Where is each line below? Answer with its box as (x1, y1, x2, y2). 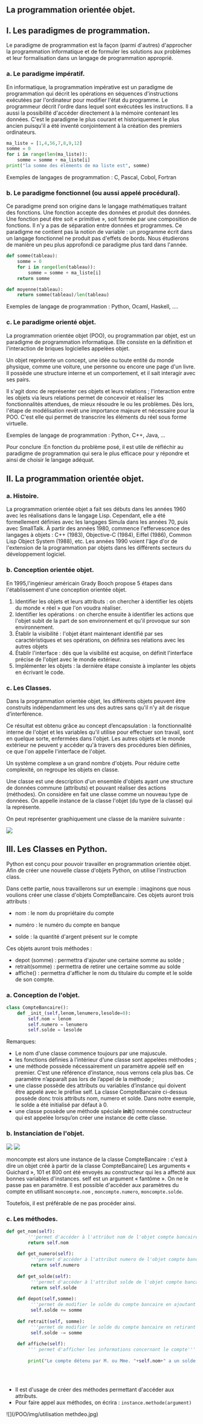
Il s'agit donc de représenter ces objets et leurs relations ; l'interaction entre (6, 387, 195, 394)
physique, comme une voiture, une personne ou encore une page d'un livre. (6, 363, 196, 370)
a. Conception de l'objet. (6, 991, 80, 999)
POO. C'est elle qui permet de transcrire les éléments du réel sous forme (6, 413, 187, 421)
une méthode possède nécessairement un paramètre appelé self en (14, 1063, 184, 1070)
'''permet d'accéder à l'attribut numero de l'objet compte (30, 1257, 185, 1263)
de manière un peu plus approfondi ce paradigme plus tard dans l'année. (6, 241, 188, 248)
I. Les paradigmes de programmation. (6, 25, 150, 36)
